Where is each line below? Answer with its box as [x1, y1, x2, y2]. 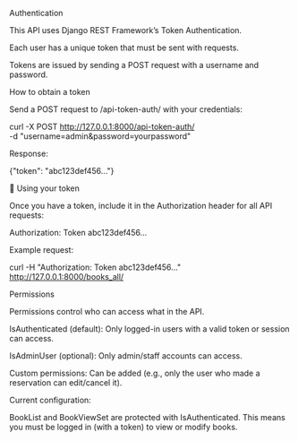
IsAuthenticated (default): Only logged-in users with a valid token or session [9, 324, 290, 334]
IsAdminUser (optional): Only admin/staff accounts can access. [9, 350, 243, 361]
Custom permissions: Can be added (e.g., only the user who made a [9, 367, 261, 378]
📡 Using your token [9, 183, 81, 194]
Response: [9, 148, 49, 159]
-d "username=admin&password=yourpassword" [9, 131, 192, 142]
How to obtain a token [9, 87, 91, 97]
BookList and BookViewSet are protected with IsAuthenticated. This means [9, 412, 286, 422]
